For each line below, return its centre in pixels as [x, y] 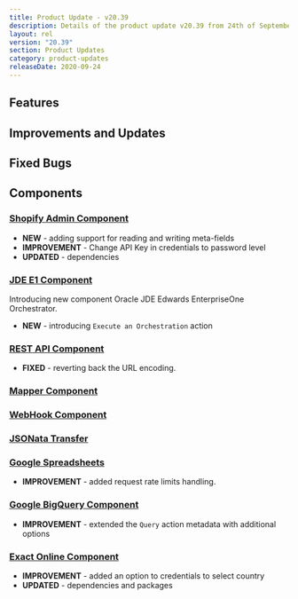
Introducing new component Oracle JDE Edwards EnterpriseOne [127, 299]
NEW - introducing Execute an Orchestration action [117, 326]
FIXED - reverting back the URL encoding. [99, 368]
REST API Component [57, 349]
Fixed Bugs [41, 164]
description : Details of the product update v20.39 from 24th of [132, 26]
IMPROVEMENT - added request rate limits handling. [119, 482]
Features [34, 103]
